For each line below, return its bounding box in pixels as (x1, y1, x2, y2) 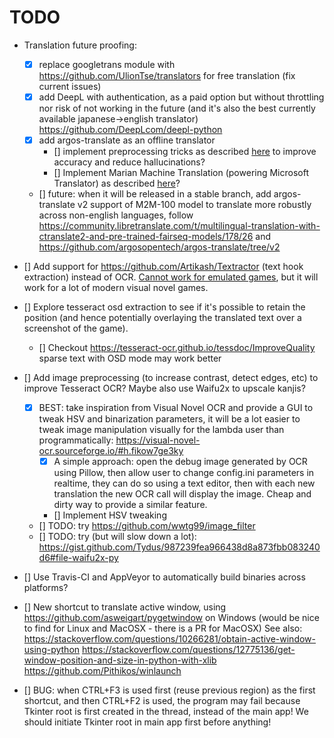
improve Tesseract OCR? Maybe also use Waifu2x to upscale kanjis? (23, 382, 306, 395)
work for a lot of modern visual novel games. (23, 282, 209, 294)
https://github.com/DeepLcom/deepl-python (38, 124, 223, 136)
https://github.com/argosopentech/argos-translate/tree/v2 (38, 241, 281, 253)
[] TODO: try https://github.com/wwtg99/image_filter (38, 520, 256, 532)
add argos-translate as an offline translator (38, 134, 216, 146)
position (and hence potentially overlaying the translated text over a (23, 312, 302, 324)
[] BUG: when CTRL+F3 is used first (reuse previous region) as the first (23, 684, 316, 696)
